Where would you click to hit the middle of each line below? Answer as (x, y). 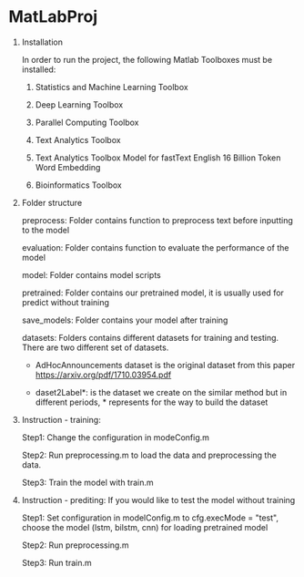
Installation (42, 42)
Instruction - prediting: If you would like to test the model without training (158, 500)
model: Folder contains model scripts (91, 274)
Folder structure (52, 202)
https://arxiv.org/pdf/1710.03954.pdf (103, 375)
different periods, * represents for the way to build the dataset (152, 402)
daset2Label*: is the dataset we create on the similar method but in (161, 392)
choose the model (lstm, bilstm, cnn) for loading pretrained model (145, 527)
